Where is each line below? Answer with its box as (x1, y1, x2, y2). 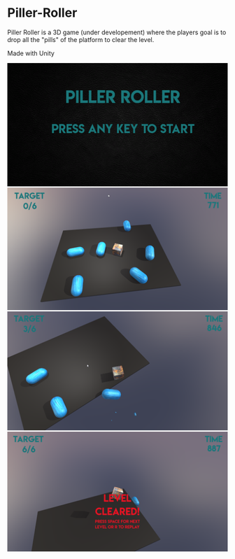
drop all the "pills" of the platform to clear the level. (7, 35, 155, 43)
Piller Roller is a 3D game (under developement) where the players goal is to (7, 28, 227, 36)
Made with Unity (7, 49, 55, 57)
